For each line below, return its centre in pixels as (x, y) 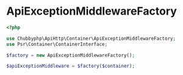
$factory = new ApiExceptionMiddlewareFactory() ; (71, 55)
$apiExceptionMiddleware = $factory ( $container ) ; (71, 66)
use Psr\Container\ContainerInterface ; (57, 44)
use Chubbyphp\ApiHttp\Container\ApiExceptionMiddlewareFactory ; (91, 38)
